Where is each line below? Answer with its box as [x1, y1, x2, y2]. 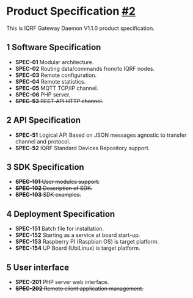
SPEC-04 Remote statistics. [15, 78, 86, 85]
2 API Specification [6, 115, 81, 126]
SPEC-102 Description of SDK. [15, 184, 93, 192]
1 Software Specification [6, 42, 101, 53]
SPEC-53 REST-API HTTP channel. [15, 97, 104, 104]
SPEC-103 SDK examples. [15, 191, 81, 198]
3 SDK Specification [6, 162, 84, 172]
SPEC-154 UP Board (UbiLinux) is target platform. [15, 244, 140, 252]
